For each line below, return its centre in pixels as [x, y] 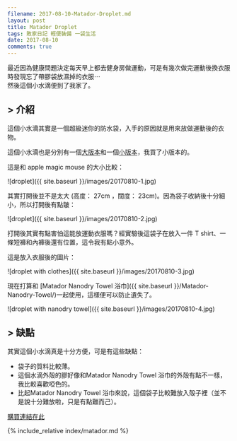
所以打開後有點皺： [47, 204]
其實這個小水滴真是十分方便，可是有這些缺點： [75, 351]
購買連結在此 [26, 416]
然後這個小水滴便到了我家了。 [51, 85]
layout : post [27, 20]
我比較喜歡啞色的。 [46, 384]
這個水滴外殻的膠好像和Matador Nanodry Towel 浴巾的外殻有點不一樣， [122, 375]
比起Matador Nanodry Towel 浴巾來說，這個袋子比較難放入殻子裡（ [116, 392]
